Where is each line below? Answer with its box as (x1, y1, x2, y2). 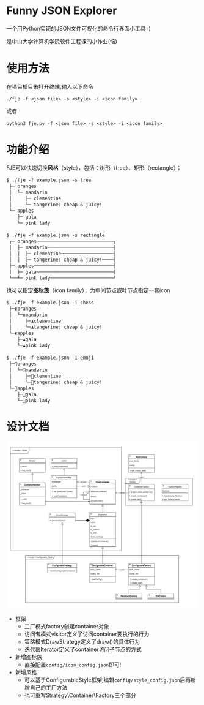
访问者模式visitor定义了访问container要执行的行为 (24, 630, 150, 638)
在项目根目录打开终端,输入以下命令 (6, 83, 94, 90)
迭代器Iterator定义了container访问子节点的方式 (24, 646, 142, 653)
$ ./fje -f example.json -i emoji (6, 355, 95, 361)
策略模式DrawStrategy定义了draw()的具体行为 (24, 638, 140, 646)
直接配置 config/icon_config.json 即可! (24, 661, 122, 668)
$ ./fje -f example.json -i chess (6, 300, 95, 306)
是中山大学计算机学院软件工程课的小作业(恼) (6, 37, 118, 45)
